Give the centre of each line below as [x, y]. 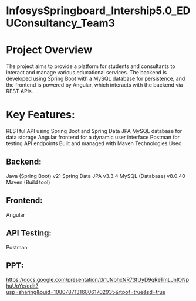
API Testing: [29, 233]
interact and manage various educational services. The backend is [87, 73]
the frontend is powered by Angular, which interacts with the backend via [94, 85]
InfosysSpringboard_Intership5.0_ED [98, 11]
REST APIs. [20, 91]
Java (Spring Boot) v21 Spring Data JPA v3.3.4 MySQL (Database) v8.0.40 [96, 176]
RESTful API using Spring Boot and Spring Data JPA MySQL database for [94, 131]
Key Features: [40, 115]
